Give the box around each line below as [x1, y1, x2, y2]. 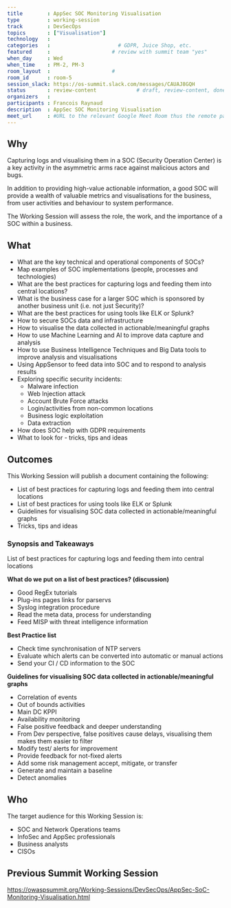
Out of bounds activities [16, 701, 85, 709]
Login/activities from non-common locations [27, 404, 153, 413]
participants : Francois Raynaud [7, 100, 103, 107]
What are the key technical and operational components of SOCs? [16, 258, 204, 266]
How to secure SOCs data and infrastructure [16, 316, 143, 324]
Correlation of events [16, 693, 78, 701]
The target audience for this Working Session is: [7, 812, 144, 821]
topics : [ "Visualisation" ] [7, 29, 107, 37]
